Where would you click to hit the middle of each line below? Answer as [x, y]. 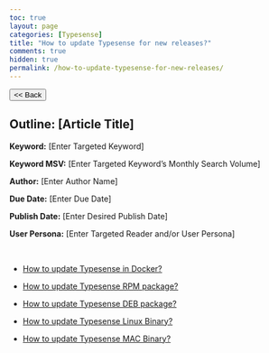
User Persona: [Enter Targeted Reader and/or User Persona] [122, 233]
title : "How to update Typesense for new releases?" [111, 43]
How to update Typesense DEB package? [100, 303]
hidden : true [34, 60]
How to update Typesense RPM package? [100, 286]
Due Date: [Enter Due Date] [60, 199]
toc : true [28, 18]
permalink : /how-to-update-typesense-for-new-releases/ [116, 69]
